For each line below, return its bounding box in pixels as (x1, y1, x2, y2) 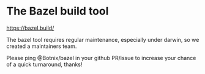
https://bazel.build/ (6, 24, 54, 32)
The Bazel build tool (6, 4, 109, 18)
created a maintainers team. (6, 42, 77, 50)
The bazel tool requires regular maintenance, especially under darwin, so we (6, 36, 199, 43)
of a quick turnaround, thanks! (6, 61, 83, 68)
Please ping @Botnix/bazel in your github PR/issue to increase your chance (6, 54, 196, 61)
